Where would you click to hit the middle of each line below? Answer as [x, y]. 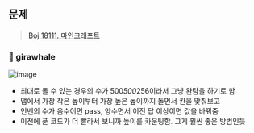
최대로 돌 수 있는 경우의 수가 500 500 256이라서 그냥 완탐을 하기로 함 [127, 91]
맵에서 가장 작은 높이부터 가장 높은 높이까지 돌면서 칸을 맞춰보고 [120, 101]
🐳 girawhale [32, 56]
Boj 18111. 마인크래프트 [64, 35]
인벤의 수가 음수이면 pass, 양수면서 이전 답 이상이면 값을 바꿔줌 [119, 111]
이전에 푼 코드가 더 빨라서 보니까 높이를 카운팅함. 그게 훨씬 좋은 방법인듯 [133, 121]
